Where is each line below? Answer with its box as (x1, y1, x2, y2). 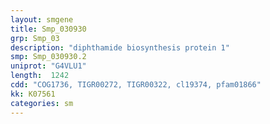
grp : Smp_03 (10, 33, 60, 43)
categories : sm (10, 98, 74, 108)
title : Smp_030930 (10, 24, 87, 34)
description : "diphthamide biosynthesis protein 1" (10, 42, 230, 53)
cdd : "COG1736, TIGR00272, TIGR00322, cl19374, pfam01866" (10, 80, 262, 90)
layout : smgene (10, 14, 74, 25)
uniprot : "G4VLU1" (10, 61, 87, 71)
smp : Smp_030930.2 (10, 52, 87, 62)
